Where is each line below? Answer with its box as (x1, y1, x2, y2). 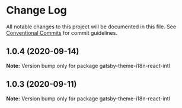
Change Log (6, 4, 67, 17)
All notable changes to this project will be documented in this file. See (6, 23, 177, 30)
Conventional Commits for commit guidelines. (6, 29, 117, 36)
